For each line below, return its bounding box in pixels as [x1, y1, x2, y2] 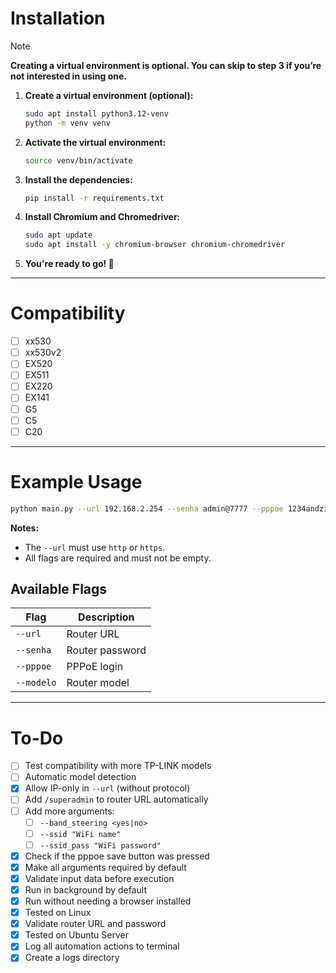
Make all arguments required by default [24, 861, 187, 873]
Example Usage [10, 470, 143, 493]
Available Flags [10, 580, 108, 597]
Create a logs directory [24, 952, 120, 964]
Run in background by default [24, 883, 148, 896]
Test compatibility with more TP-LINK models [24, 760, 212, 772]
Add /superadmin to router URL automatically [24, 793, 209, 806]
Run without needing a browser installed [24, 895, 192, 907]
